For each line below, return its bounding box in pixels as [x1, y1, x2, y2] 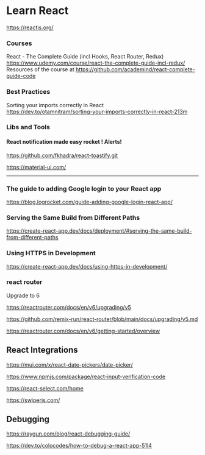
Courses [6, 39, 32, 48]
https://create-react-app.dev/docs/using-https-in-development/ [6, 263, 168, 270]
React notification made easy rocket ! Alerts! [6, 138, 122, 146]
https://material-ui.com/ [6, 163, 67, 171]
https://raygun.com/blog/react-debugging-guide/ [6, 430, 131, 437]
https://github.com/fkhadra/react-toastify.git [6, 152, 118, 159]
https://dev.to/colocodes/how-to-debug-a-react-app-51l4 [6, 442, 153, 450]
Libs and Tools [6, 123, 51, 132]
